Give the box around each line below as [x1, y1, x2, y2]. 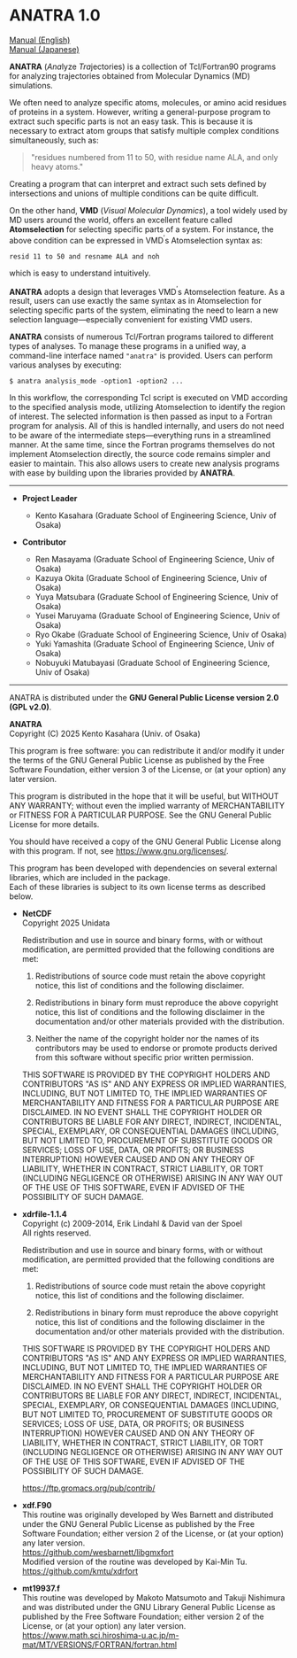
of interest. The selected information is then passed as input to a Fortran [9, 411, 272, 422]
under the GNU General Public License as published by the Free [21, 1519, 255, 1530]
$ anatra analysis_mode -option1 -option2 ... [9, 377, 184, 386]
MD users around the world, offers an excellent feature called [9, 214, 232, 225]
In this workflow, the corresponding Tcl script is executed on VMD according [9, 392, 288, 403]
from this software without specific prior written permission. [34, 1052, 254, 1063]
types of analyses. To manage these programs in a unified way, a [9, 341, 247, 352]
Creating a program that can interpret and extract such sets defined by [9, 178, 267, 189]
